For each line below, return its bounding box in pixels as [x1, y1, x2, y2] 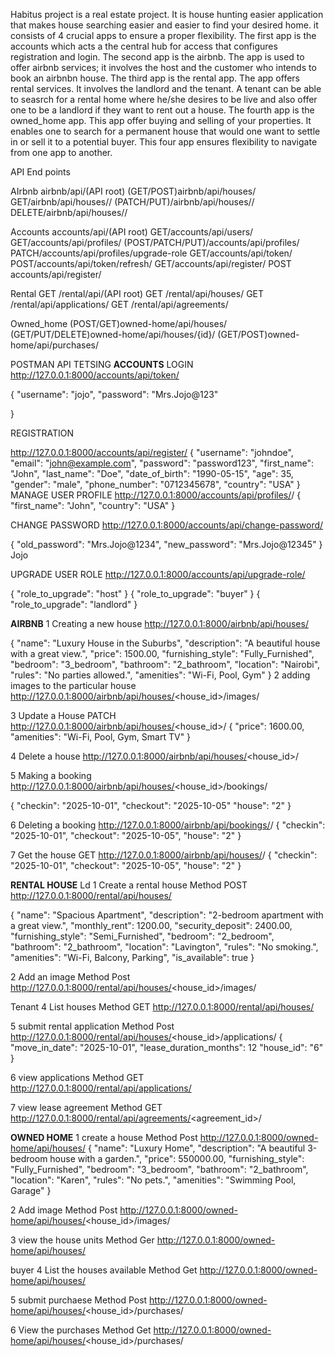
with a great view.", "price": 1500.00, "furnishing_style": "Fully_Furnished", [10, 648, 315, 659]
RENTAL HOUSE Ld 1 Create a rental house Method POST [10, 879, 248, 891]
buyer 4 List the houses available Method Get [10, 1264, 198, 1276]
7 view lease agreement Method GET [10, 1102, 163, 1113]
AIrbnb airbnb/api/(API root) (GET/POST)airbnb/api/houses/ [10, 185, 257, 197]
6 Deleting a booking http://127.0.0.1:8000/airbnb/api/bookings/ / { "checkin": [10, 819, 326, 831]
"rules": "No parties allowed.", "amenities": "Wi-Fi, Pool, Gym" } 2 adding [10, 669, 311, 681]
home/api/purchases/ [10, 339, 100, 351]
